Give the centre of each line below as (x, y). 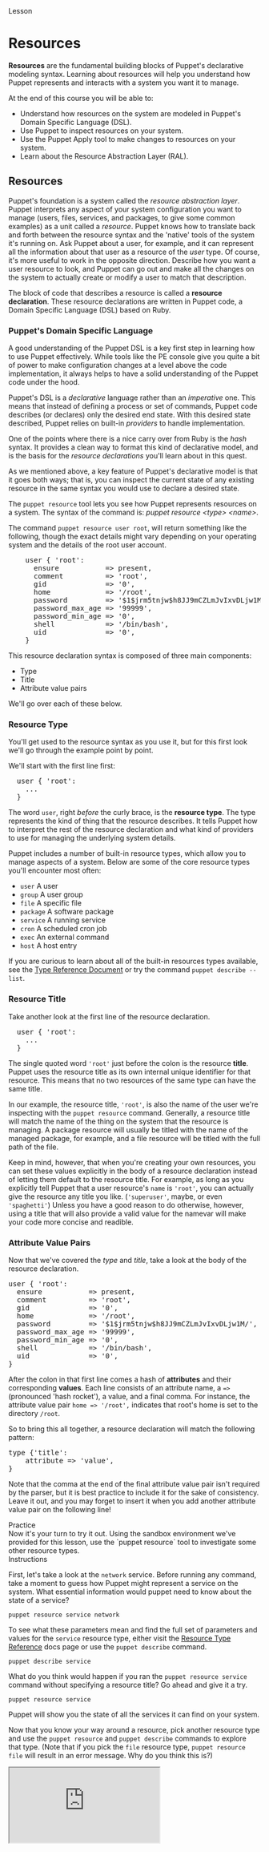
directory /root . (34, 1413)
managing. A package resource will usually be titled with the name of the (128, 1130)
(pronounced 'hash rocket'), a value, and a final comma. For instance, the (129, 1396)
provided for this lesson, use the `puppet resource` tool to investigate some (132, 1542)
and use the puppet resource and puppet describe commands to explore (127, 1738)
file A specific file (51, 903)
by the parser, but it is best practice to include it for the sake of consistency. (134, 1492)
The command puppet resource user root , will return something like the (127, 528)
